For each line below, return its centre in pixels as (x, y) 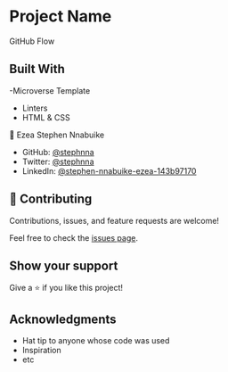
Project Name (61, 17)
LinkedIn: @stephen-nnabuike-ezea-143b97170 (109, 170)
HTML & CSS (46, 117)
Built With (37, 69)
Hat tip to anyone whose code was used (96, 341)
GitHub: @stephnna (58, 152)
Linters (35, 108)
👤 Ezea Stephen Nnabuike (57, 135)
